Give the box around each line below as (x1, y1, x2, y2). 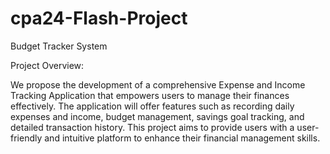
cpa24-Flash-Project (10, 7, 188, 30)
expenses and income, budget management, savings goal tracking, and (10, 110, 305, 122)
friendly (10, 132, 43, 144)
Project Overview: (10, 59, 85, 71)
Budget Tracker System (10, 40, 108, 52)
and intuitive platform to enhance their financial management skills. (44, 132, 321, 144)
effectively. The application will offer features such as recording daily (10, 100, 295, 112)
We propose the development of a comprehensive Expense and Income (10, 78, 306, 91)
